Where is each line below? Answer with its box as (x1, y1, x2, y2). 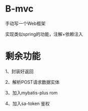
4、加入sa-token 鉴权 (5, 100, 50, 106)
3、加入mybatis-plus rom (5, 89, 58, 96)
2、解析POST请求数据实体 (5, 79, 60, 85)
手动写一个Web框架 (5, 20, 46, 26)
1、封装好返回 (5, 68, 34, 74)
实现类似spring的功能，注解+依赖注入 (5, 31, 83, 37)
